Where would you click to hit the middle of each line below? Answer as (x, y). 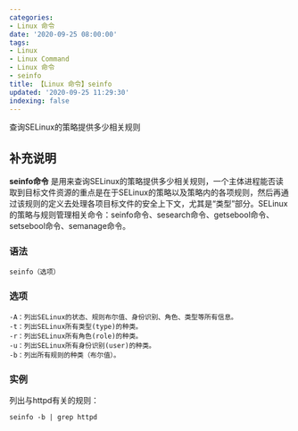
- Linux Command (39, 59)
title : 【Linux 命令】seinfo (61, 84)
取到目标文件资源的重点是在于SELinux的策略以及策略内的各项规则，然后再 (145, 192)
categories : (31, 17)
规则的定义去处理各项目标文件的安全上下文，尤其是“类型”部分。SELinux (156, 204)
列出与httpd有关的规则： (54, 401)
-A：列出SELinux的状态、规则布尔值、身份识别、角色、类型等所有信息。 (124, 317)
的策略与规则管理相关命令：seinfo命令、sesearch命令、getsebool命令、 (142, 215)
